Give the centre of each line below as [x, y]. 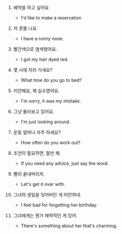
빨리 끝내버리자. [29, 174]
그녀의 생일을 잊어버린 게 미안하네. [47, 195]
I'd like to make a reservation [51, 18]
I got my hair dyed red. [45, 59]
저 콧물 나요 [25, 28]
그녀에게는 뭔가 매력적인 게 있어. [45, 216]
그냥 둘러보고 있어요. [34, 111]
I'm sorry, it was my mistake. [51, 101]
